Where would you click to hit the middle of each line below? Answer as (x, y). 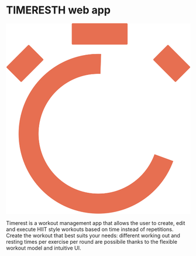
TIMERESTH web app (59, 10)
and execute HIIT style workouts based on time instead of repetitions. (90, 229)
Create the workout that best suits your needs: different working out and (93, 235)
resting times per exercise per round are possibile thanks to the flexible (92, 241)
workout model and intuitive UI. (44, 248)
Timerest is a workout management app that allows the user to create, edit (96, 223)
